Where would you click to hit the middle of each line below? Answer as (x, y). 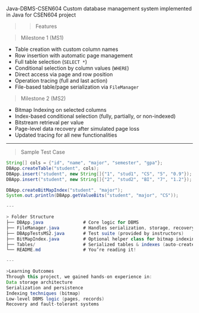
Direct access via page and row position (64, 74)
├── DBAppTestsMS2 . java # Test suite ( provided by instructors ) (95, 233)
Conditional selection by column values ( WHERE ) (72, 68)
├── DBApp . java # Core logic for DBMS (73, 222)
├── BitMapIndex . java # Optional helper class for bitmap (90, 239)
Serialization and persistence (45, 288)
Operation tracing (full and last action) (61, 80)
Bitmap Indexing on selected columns (60, 110)
